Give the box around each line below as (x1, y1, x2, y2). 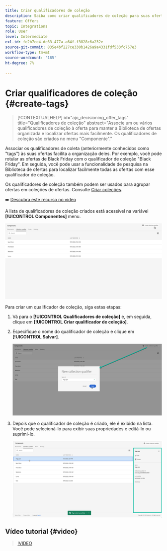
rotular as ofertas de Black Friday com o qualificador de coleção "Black (5, 156, 151, 162)
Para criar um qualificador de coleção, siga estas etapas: (5, 304, 122, 310)
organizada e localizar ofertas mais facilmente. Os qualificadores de (17, 131, 157, 137)
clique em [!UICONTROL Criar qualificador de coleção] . (12, 318, 128, 325)
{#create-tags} (5, 98, 69, 109)
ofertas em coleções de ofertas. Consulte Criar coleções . (5, 187, 123, 193)
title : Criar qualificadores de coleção (5, 8, 90, 13)
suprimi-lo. (12, 431, 35, 437)
